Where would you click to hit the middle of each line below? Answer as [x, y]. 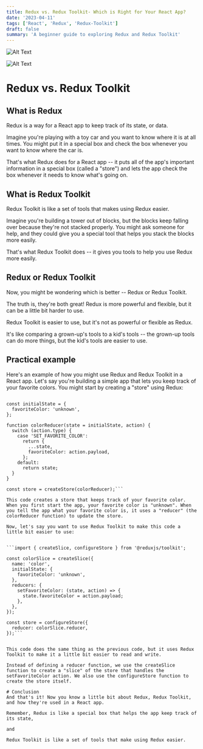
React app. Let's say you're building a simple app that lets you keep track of [101, 381]
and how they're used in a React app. [55, 702]
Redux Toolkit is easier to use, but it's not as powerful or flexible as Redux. [100, 322]
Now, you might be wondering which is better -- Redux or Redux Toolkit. [97, 292]
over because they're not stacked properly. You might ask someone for [95, 227]
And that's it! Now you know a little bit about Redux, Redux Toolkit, [99, 697]
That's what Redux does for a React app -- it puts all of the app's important [100, 162]
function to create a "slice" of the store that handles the [85, 670]
